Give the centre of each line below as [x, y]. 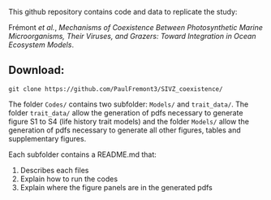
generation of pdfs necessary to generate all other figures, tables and [125, 130]
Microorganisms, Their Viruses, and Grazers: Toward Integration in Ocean [132, 36]
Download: [37, 70]
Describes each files [54, 170]
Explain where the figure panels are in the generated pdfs [116, 187]
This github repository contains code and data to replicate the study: [123, 12]
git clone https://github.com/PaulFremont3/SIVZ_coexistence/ [116, 89]
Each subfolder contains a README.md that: [82, 154]
